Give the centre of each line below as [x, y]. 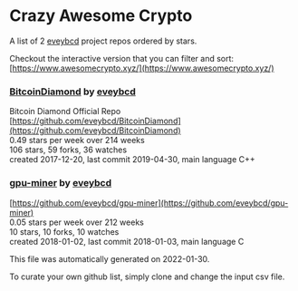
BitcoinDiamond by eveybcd [72, 92]
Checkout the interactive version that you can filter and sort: [121, 58]
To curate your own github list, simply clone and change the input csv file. [147, 276]
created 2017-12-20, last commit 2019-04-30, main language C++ [132, 160]
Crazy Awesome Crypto [101, 16]
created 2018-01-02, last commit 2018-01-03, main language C [127, 241]
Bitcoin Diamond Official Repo [65, 112]
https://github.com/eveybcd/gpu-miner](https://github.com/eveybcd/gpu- [150, 203]
